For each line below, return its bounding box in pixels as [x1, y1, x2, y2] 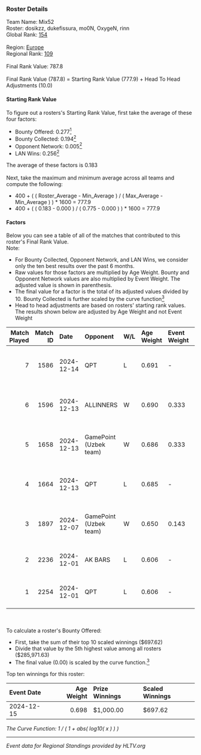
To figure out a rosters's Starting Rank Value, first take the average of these [6, 109, 193, 116]
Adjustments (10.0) [6, 82, 53, 89]
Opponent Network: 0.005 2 [14, 141, 83, 150]
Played [9, 336, 29, 344]
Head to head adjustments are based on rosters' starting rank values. [14, 302, 186, 309]
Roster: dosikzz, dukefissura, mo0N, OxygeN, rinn [6, 25, 130, 32]
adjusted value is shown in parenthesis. [14, 282, 112, 289]
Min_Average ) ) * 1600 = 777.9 [14, 199, 92, 206]
